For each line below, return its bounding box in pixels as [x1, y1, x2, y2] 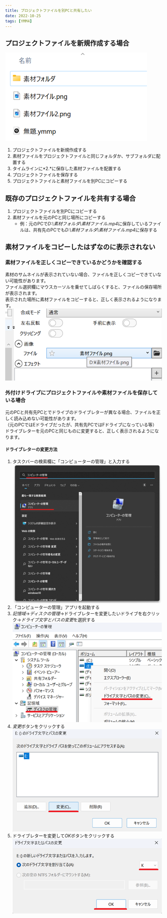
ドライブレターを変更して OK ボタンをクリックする [12, 833, 115, 839]
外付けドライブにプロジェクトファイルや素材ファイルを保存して [5, 389, 158, 396]
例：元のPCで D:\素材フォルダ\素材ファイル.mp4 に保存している [19, 221, 149, 226]
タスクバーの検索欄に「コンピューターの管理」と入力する [12, 458, 130, 464]
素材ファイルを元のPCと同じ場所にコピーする [12, 214, 106, 220]
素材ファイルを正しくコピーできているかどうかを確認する [5, 259, 143, 266]
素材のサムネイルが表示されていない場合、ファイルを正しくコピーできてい [5, 271, 158, 277]
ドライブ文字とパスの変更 [21, 617, 74, 623]
